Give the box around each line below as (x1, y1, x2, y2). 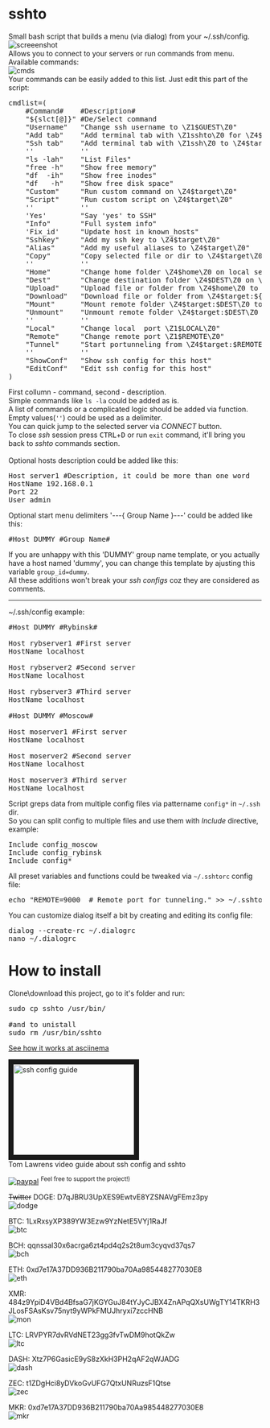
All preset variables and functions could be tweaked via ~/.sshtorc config (8, 871, 253, 881)
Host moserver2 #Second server (8, 751, 132, 761)
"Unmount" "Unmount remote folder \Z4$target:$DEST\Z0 (25, 307, 259, 316)
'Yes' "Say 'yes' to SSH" (25, 211, 157, 220)
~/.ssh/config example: (8, 607, 85, 617)
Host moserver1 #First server (8, 727, 128, 737)
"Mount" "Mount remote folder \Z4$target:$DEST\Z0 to (25, 299, 263, 308)
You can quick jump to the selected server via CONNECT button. (8, 421, 223, 431)
